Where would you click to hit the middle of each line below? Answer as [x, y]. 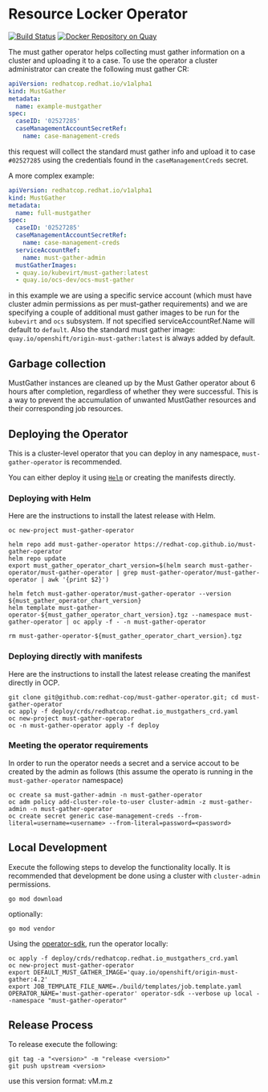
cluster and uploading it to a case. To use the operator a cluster [113, 60]
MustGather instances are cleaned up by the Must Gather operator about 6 [132, 383]
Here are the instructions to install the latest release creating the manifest [130, 674]
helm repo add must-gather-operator [69, 545]
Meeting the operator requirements [78, 745]
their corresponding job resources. [66, 409]
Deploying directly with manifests [75, 657]
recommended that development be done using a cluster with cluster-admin [134, 876]
